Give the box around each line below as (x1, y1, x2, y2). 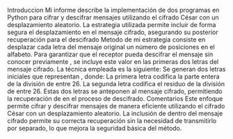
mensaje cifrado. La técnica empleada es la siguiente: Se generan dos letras (7, 65, 226, 73)
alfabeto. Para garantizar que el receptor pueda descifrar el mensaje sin (7, 50, 214, 58)
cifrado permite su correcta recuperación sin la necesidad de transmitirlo (7, 117, 217, 124)
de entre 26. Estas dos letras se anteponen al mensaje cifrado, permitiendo (7, 87, 223, 95)
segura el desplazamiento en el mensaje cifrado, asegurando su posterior (7, 28, 218, 36)
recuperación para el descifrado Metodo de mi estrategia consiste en (7, 35, 206, 44)
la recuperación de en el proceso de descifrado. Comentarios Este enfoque (7, 95, 223, 103)
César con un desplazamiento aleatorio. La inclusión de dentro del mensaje (7, 109, 223, 117)
